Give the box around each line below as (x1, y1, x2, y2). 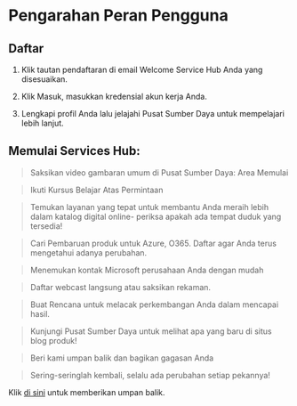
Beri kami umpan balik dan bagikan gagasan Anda (29, 353, 214, 363)
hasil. (29, 308, 51, 319)
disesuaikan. (20, 74, 68, 85)
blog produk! (29, 335, 77, 345)
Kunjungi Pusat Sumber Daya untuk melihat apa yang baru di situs (29, 326, 272, 337)
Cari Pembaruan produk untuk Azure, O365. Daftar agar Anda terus (29, 238, 277, 248)
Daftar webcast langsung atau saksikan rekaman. (29, 281, 211, 292)
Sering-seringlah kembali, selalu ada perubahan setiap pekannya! (29, 369, 270, 380)
